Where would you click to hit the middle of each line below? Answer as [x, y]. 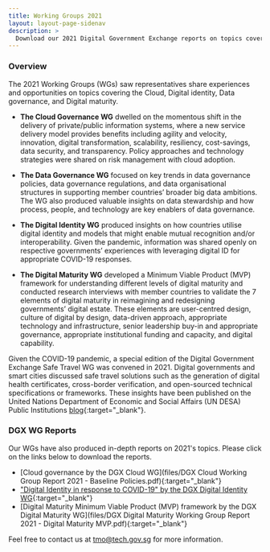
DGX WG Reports [43, 430]
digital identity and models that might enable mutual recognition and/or [137, 233]
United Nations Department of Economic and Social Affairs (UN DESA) [125, 401]
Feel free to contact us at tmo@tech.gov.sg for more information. [116, 539]
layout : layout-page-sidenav [57, 23]
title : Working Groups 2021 [55, 16]
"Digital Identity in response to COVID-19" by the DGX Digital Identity [133, 489]
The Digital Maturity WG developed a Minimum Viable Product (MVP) [135, 274]
